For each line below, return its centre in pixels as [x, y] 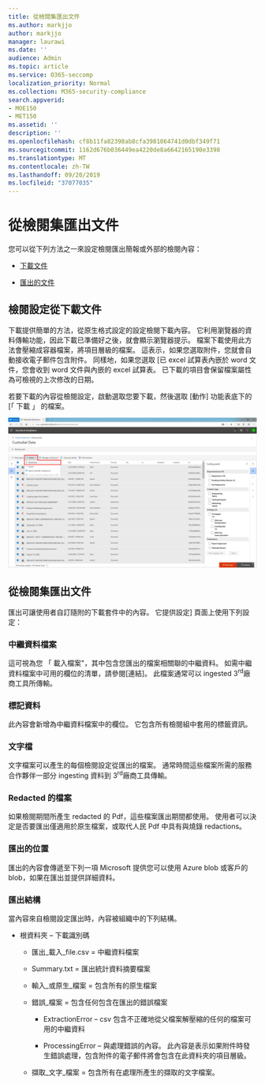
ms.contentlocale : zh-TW [49, 166]
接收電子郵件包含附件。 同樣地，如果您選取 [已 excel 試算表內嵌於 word [131, 360]
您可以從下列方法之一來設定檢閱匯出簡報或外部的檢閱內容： [105, 249]
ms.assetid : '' [33, 125]
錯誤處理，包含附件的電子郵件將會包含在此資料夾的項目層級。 [150, 1055]
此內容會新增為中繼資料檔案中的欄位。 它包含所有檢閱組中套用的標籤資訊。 [130, 724]
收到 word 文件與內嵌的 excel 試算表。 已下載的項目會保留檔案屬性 [144, 369]
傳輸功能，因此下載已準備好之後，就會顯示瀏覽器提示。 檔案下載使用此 [130, 340]
